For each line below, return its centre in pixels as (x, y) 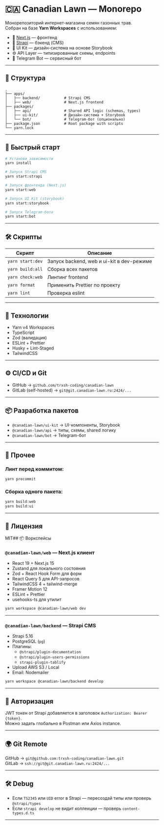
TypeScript (23, 332)
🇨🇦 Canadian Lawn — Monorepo (73, 9)
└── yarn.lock (20, 128)
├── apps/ (15, 94)
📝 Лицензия (24, 526)
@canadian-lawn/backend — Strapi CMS (51, 626)
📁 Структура (25, 78)
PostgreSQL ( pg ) (29, 641)
